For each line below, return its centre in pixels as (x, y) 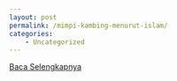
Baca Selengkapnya (46, 67)
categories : (31, 33)
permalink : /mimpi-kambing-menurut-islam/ (88, 26)
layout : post (33, 17)
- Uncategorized (55, 42)
